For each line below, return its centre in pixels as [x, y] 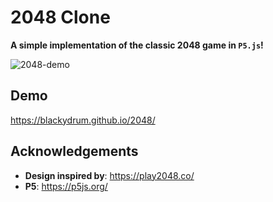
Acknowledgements [74, 151]
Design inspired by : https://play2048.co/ [109, 175]
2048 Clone [60, 17]
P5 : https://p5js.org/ [66, 186]
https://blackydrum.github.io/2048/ [83, 120]
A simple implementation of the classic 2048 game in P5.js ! [137, 45]
